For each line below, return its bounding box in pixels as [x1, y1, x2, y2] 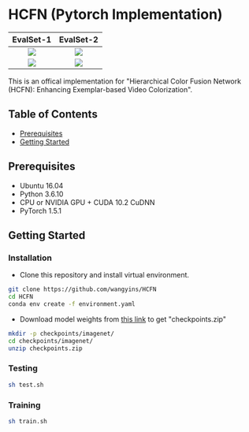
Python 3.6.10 [19, 189, 64, 199]
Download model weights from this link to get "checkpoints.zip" [19, 314, 227, 324]
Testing [8, 363, 38, 374]
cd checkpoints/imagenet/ [8, 337, 93, 344]
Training [8, 400, 41, 411]
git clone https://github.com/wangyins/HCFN [8, 285, 157, 293]
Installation [8, 252, 53, 263]
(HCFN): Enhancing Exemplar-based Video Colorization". [8, 84, 193, 94]
